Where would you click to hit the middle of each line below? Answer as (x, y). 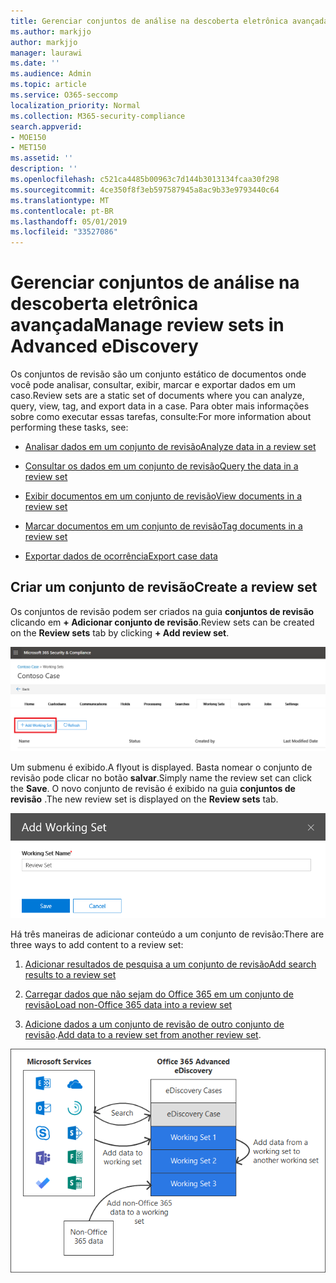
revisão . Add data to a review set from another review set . (143, 1034)
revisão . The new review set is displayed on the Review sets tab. (144, 799)
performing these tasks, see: (69, 427)
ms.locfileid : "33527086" (64, 232)
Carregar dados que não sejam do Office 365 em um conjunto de (159, 994)
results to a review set (70, 974)
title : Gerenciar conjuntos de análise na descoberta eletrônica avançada (169, 21)
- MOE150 (28, 137)
